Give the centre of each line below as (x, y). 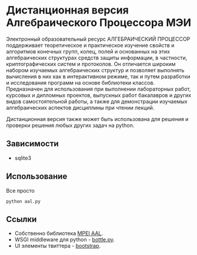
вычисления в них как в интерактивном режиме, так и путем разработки (98, 76)
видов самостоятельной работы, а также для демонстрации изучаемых (97, 101)
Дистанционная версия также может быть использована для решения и (97, 119)
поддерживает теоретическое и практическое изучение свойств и (90, 45)
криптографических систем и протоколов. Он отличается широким (91, 64)
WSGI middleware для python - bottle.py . (65, 240)
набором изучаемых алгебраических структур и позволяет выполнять (95, 70)
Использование (37, 177)
